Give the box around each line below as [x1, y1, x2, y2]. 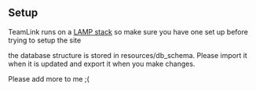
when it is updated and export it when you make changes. [8, 59, 196, 68]
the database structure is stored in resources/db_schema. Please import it [8, 50, 247, 60]
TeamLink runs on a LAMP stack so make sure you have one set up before [8, 27, 249, 36]
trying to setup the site [8, 35, 82, 45]
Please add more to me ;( [8, 74, 90, 83]
